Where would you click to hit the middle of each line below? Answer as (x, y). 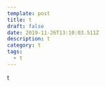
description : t (29, 39)
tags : (15, 52)
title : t (19, 20)
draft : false (26, 26)
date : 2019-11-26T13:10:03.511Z (53, 33)
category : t (24, 45)
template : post (29, 13)
